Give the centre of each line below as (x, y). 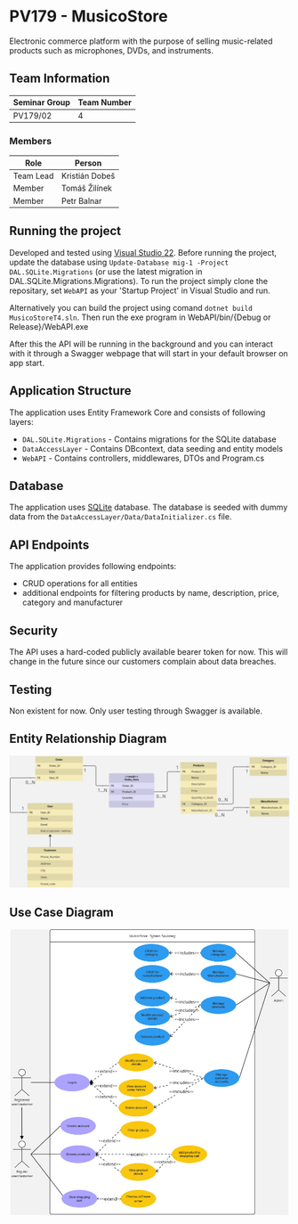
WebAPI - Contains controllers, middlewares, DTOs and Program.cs (143, 458)
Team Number (105, 102)
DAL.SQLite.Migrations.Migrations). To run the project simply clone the (139, 281)
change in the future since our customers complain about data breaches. (143, 662)
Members (30, 141)
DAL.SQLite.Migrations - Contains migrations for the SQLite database (149, 439)
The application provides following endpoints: (93, 567)
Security (33, 630)
